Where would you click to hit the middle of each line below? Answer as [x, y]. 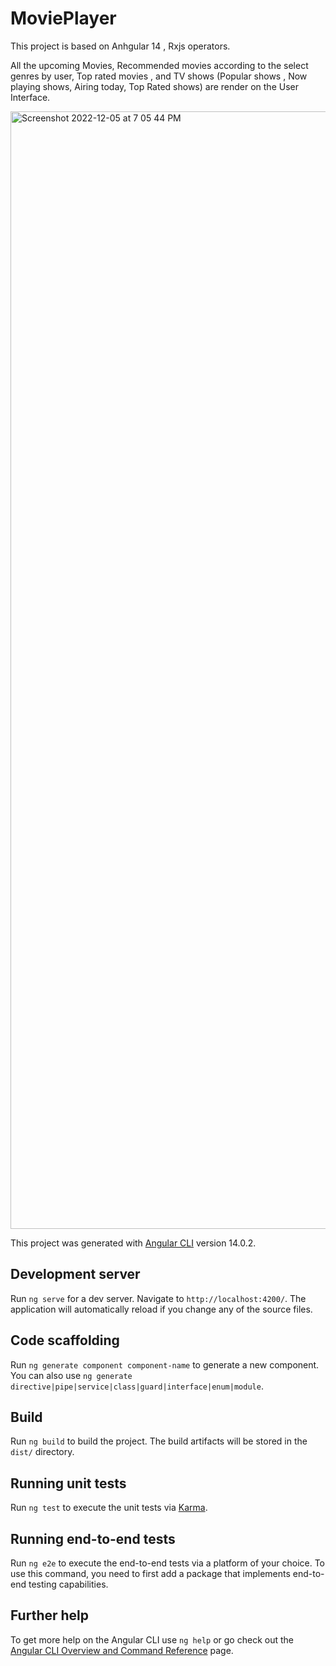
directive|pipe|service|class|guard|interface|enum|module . [137, 1386]
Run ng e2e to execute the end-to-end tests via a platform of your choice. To [168, 1563]
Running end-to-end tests [93, 1538]
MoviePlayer [63, 18]
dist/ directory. [42, 1452]
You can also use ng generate [71, 1375]
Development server [75, 1274]
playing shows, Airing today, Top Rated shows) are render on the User [154, 86]
